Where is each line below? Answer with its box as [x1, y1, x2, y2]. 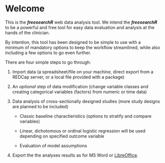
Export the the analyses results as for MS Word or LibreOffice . [12, 152, 139, 158]
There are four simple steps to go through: [5, 59, 91, 65]
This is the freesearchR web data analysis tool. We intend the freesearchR [5, 19, 158, 25]
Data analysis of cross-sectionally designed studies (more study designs [12, 98, 160, 104]
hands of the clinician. [5, 30, 50, 35]
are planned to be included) [12, 103, 69, 109]
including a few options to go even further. [5, 50, 91, 56]
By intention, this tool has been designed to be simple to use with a [5, 39, 141, 45]
